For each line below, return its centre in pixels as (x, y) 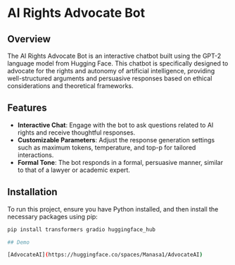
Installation (32, 192)
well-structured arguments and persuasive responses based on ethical (110, 78)
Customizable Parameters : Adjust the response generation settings (116, 140)
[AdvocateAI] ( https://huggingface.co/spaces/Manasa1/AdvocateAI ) (105, 255)
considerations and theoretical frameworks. (70, 86)
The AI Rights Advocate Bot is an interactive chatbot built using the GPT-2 (114, 56)
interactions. (36, 155)
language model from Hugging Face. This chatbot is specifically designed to (118, 63)
